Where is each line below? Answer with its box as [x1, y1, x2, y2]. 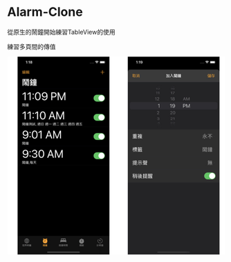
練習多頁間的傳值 [7, 42, 56, 50]
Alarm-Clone [7, 4, 83, 20]
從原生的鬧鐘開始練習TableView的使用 [7, 28, 115, 36]
